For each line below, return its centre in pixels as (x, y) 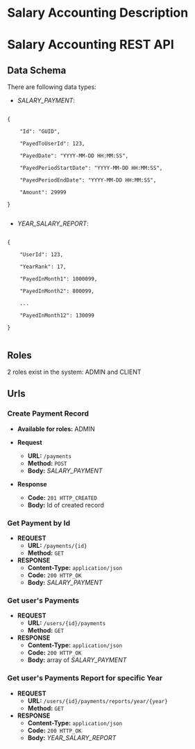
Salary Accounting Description (98, 13)
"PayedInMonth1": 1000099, (59, 279)
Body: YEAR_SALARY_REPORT (72, 738)
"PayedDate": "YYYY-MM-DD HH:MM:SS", (74, 156)
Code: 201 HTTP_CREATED (62, 497)
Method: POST (47, 463)
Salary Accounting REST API (91, 45)
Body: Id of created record (66, 505)
